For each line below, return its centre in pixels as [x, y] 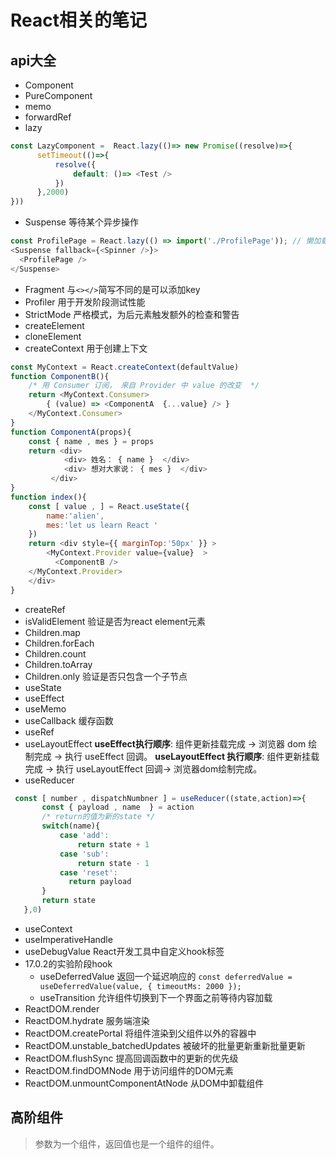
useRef [39, 732]
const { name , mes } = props [91, 441]
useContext [48, 928]
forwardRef [48, 117]
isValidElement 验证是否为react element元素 [115, 621]
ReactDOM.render [62, 1008]
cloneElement [53, 336]
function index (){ [48, 497]
